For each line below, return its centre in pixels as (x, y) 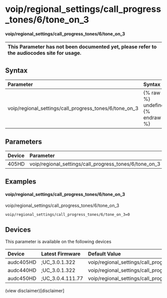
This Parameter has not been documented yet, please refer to (82, 47)
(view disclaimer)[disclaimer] (35, 291)
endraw (152, 118)
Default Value (104, 254)
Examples (21, 182)
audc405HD (22, 262)
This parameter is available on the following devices (58, 242)
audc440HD (22, 271)
